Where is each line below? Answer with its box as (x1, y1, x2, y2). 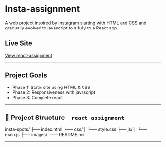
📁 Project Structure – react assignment (5, 113, 124, 121)
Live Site (5, 39, 32, 48)
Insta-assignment (5, 3, 80, 15)
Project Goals (5, 71, 48, 80)
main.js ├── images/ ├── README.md (5, 132, 85, 138)
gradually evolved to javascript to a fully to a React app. (5, 25, 119, 30)
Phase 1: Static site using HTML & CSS (12, 84, 90, 90)
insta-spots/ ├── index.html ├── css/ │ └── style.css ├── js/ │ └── (5, 126, 147, 132)
